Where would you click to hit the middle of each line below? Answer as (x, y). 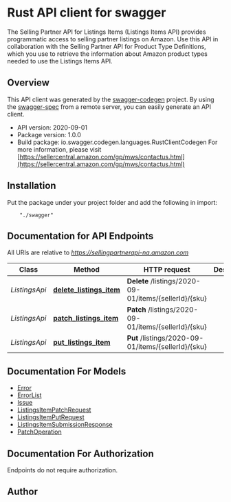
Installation (32, 186)
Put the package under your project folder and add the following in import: (112, 202)
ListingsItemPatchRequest (54, 410)
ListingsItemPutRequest (51, 417)
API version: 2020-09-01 (52, 127)
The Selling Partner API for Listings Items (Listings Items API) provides (107, 32)
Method (86, 270)
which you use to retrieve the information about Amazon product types (107, 54)
